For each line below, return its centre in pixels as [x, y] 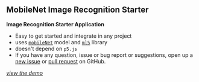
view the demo [25, 73]
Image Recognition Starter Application [55, 24]
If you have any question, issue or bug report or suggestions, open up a [104, 55]
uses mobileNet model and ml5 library [61, 42]
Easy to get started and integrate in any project [73, 36]
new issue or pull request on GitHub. [60, 61]
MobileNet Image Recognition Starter [77, 10]
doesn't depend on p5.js [46, 48]
